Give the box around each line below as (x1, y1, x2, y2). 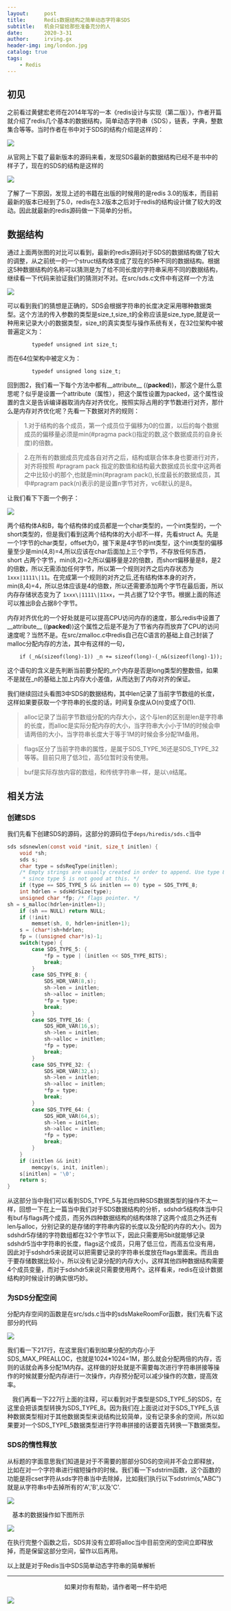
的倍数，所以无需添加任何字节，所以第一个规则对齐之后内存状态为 (7, 565, 194, 573)
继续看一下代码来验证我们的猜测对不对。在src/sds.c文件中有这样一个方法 (7, 274, 214, 283)
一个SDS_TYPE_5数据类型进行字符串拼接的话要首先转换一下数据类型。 (25, 1421, 224, 1430)
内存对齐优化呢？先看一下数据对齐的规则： (19, 407, 140, 415)
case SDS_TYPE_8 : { (32, 972, 88, 979)
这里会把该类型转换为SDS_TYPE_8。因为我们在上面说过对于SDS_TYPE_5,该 (7, 1404, 220, 1412)
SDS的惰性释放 (7, 1440, 57, 1450)
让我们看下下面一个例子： (7, 494, 80, 502)
